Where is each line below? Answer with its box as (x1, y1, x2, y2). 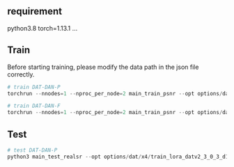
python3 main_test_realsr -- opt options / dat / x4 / (7, 153, 151, 160)
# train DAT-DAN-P (7, 83, 61, 90)
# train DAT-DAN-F (7, 102, 61, 110)
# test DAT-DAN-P (7, 146, 58, 154)
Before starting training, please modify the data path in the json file (7, 63, 199, 71)
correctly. (7, 70, 35, 79)
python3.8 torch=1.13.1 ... (7, 24, 78, 32)
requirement (7, 6, 63, 17)
